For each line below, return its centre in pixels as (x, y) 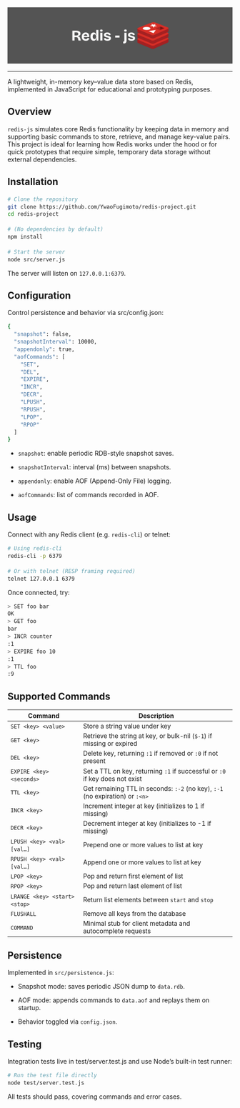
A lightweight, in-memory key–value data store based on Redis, (101, 82)
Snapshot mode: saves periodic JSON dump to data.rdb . (101, 987)
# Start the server (36, 252)
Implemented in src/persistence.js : (61, 973)
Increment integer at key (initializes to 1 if (144, 806)
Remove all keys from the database (135, 913)
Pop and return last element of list (132, 886)
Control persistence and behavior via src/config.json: (86, 313)
